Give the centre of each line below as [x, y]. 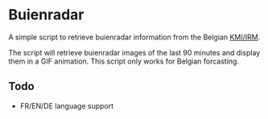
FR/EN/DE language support [67, 105]
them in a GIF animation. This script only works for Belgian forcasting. [124, 61]
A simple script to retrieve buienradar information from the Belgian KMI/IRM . [134, 37]
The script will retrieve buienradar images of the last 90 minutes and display [134, 52]
